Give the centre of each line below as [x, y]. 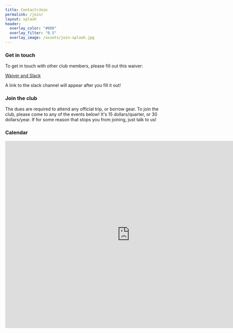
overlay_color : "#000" [33, 28]
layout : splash [21, 19]
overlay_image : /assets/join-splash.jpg [52, 38]
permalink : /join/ [24, 14]
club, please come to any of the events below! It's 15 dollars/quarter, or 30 [81, 114]
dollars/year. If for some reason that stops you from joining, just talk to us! [81, 120]
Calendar [17, 133]
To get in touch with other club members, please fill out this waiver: [74, 66]
